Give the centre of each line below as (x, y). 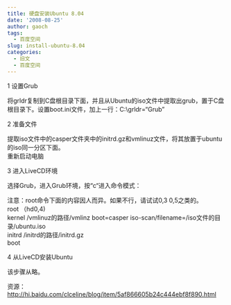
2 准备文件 (22, 124)
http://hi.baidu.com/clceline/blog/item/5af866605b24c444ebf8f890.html (112, 294)
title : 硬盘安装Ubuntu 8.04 (46, 14)
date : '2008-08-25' (35, 20)
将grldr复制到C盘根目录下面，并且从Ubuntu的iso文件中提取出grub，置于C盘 (116, 101)
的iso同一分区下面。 (36, 147)
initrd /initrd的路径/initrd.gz (46, 235)
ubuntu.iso (31, 226)
